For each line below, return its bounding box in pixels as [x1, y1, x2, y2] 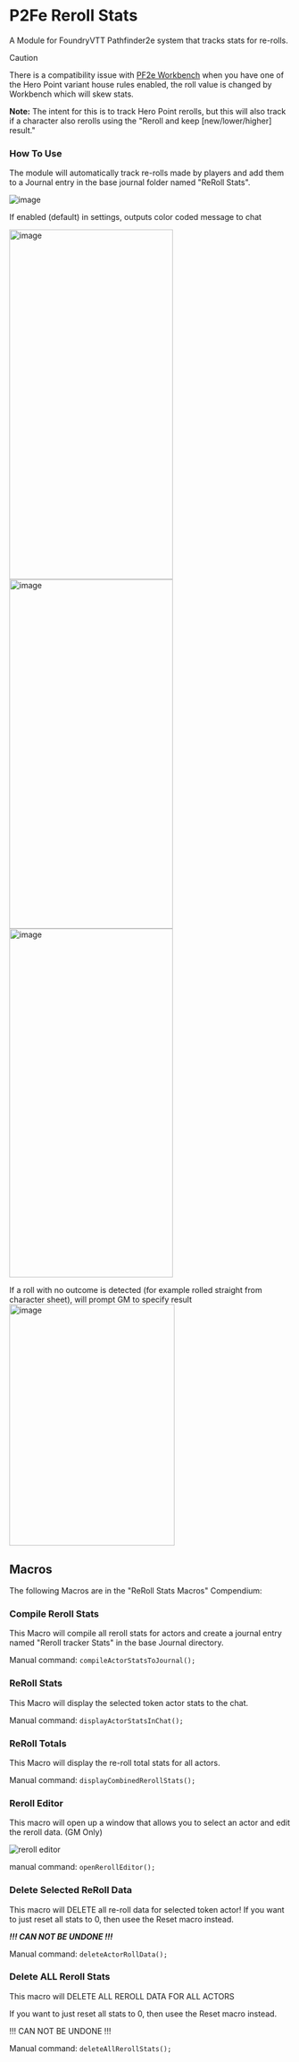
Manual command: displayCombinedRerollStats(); [9, 1774, 196, 1785]
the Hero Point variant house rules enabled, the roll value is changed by [9, 79, 272, 89]
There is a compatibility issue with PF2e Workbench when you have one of [9, 69, 284, 80]
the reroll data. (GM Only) [9, 1827, 103, 1838]
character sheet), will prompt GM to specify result [9, 1294, 193, 1306]
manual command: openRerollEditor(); [9, 1862, 156, 1872]
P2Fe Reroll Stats [9, 5, 138, 26]
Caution [9, 52, 38, 63]
